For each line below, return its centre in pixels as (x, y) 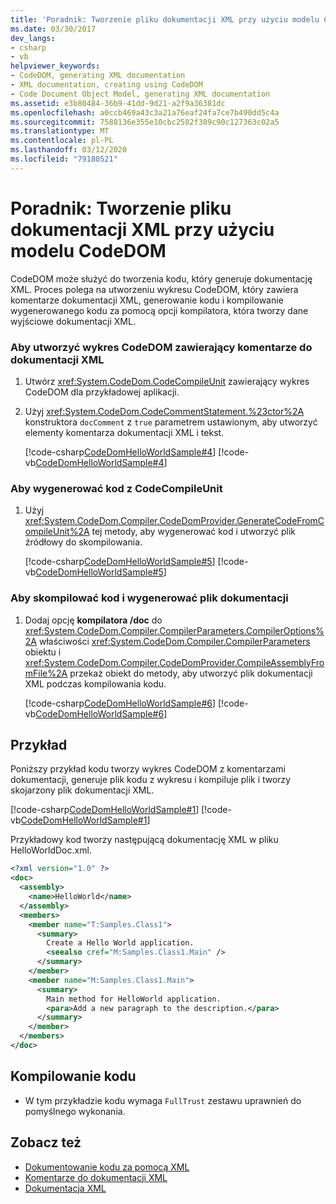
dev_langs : (33, 38)
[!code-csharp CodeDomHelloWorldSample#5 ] (120, 562)
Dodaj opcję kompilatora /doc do (93, 620)
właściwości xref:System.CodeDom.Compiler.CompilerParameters (174, 641)
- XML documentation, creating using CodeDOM (106, 85)
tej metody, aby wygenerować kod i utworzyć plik (194, 532)
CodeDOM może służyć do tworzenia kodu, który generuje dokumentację (161, 278)
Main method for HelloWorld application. (134, 999)
